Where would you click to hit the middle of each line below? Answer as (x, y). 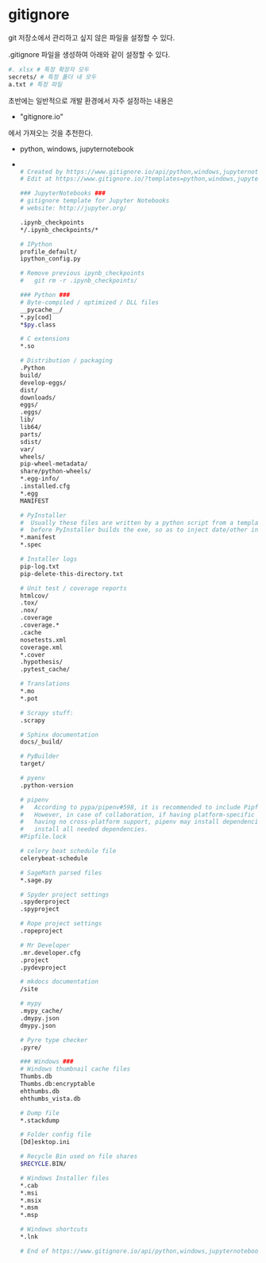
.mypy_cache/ (41, 1011)
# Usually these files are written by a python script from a (127, 523)
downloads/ (38, 398)
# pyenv (32, 778)
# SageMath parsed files (61, 873)
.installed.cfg (45, 486)
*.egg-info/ (39, 479)
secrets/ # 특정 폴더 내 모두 (52, 77)
